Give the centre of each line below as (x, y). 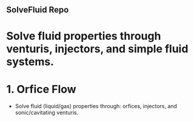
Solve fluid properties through (84, 36)
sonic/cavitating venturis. (47, 112)
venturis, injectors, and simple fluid (97, 49)
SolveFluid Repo (38, 10)
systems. (30, 61)
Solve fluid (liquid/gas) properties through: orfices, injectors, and (96, 106)
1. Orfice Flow (42, 89)
